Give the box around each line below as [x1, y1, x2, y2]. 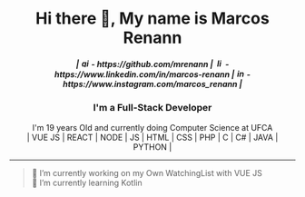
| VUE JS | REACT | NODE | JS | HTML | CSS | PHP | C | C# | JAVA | [26, 132, 279, 143]
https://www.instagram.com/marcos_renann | [62, 78, 242, 89]
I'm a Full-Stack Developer [93, 102, 212, 114]
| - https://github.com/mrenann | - [75, 58, 230, 69]
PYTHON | [133, 141, 172, 153]
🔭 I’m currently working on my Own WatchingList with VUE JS [31, 167, 263, 178]
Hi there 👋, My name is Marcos [35, 8, 270, 29]
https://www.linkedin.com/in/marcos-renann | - [54, 68, 251, 80]
